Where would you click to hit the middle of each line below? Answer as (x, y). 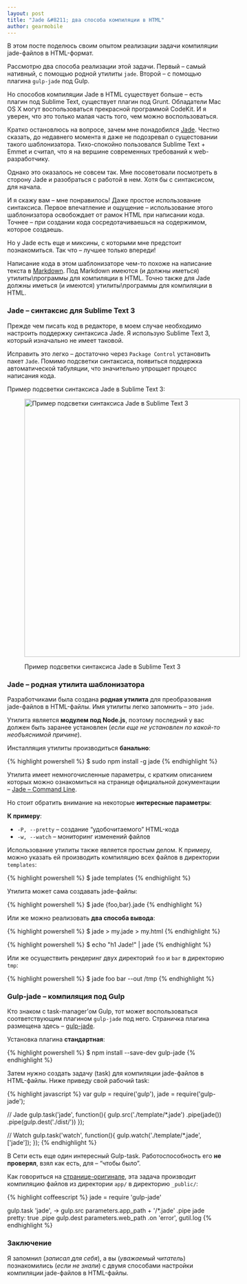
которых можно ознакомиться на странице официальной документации (114, 781)
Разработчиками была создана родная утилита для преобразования (109, 699)
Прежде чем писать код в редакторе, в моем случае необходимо (104, 326)
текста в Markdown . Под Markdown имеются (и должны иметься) (103, 271)
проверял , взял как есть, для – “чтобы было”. (74, 1164)
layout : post (26, 13)
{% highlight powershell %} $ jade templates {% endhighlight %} (99, 878)
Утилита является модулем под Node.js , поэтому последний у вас (106, 719)
